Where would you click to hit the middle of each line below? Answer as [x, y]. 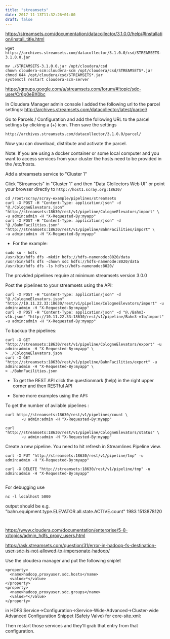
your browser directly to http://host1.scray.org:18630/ [64, 189]
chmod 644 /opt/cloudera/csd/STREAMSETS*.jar [54, 75]
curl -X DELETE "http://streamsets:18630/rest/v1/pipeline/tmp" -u [78, 469]
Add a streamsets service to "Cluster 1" [46, 174]
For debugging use [25, 487]
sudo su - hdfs [21, 253]
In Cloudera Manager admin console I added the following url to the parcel [83, 104]
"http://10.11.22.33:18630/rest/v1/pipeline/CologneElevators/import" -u [85, 304]
